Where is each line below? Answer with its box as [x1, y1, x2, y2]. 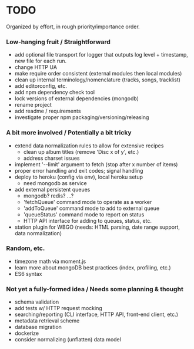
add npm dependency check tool [14, 89, 95, 96]
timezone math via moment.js [14, 258, 86, 265]
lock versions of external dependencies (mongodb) [14, 95, 139, 102]
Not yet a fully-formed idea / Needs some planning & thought [6, 285, 183, 293]
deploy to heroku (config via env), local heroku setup [14, 173, 143, 180]
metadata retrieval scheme [14, 317, 80, 324]
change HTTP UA [14, 64, 58, 71]
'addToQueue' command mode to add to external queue [23, 205, 160, 212]
